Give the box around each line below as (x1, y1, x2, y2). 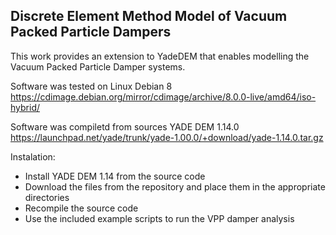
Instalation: (10, 150, 56, 163)
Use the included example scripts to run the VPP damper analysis (24, 212, 295, 224)
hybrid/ (10, 101, 40, 113)
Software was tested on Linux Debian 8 (10, 80, 173, 92)
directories (24, 191, 70, 203)
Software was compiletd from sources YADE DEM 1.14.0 (10, 120, 240, 133)
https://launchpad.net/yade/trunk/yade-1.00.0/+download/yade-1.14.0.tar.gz (10, 131, 324, 143)
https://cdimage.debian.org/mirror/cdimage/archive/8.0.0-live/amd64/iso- (10, 90, 317, 103)
